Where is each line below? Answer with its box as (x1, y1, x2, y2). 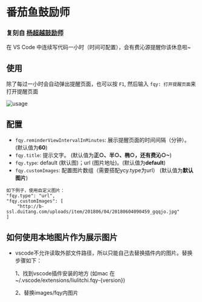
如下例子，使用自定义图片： (6, 187, 65, 194)
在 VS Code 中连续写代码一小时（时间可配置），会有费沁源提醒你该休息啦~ (6, 44, 192, 51)
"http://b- (17, 204, 45, 210)
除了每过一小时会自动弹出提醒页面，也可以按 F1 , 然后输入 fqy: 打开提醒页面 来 (6, 80, 197, 88)
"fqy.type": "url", (6, 193, 56, 199)
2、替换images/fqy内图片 (15, 289, 79, 296)
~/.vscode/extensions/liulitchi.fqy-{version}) (15, 277, 126, 284)
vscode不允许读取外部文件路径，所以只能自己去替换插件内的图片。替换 (15, 249, 193, 257)
